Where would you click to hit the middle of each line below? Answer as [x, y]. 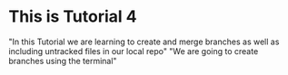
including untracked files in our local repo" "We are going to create [134, 51]
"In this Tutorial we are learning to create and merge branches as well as [144, 42]
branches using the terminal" [63, 61]
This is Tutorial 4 [73, 17]
